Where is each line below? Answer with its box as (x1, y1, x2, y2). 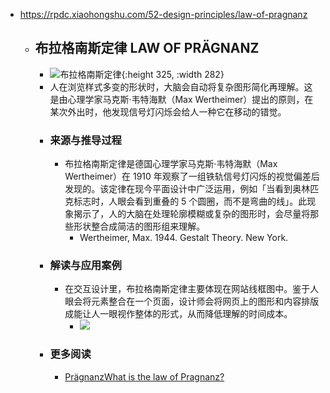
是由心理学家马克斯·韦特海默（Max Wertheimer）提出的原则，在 (49, 93, 314, 105)
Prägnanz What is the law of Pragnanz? (64, 370, 225, 383)
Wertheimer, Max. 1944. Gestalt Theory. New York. (79, 232, 289, 244)
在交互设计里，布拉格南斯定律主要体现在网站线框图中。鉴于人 (64, 283, 320, 295)
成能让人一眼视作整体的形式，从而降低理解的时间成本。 (64, 308, 293, 320)
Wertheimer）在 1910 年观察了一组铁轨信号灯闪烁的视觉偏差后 (64, 170, 320, 183)
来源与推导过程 (49, 133, 122, 147)
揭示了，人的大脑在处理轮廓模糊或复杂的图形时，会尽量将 (73, 208, 311, 220)
